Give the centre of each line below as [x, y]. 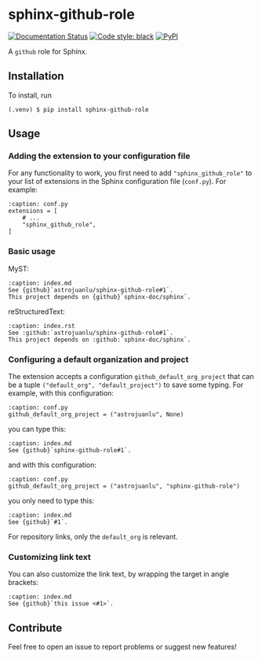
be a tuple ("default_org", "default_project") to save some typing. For [126, 385]
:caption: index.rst [42, 326]
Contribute [35, 628]
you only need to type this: [51, 501]
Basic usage [32, 252]
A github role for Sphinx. [48, 51]
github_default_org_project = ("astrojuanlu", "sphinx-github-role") [124, 486]
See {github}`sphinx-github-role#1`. [70, 451]
